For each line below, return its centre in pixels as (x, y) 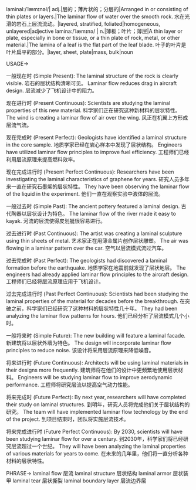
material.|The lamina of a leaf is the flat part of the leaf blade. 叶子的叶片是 (96, 45)
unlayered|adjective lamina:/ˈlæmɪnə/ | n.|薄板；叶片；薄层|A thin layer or (94, 31)
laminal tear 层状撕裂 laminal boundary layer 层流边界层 (80, 481)
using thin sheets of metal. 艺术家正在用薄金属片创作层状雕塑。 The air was (97, 241)
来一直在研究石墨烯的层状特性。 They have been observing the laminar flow (98, 186)
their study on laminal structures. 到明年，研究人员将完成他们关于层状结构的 (98, 404)
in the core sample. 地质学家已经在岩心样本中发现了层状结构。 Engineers (94, 145)
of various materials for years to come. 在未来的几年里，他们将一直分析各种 (97, 453)
